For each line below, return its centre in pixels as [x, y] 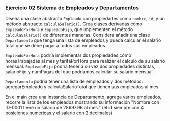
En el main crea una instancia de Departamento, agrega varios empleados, [83, 97]
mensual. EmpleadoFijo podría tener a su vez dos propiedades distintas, [80, 66]
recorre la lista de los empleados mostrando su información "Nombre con [82, 102]
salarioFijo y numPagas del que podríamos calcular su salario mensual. [80, 72]
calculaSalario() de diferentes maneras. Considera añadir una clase [78, 35]
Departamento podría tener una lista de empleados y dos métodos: [74, 82]
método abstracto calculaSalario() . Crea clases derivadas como [74, 24]
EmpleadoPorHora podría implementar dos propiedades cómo [68, 55]
